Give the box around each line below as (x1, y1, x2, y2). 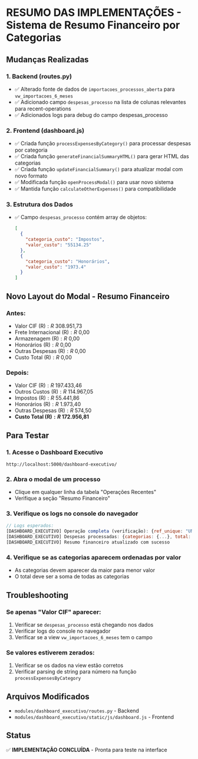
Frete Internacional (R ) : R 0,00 (14, 328, 90, 336)
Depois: (6, 368, 29, 377)
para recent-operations (14, 105, 72, 112)
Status (6, 731, 31, 741)
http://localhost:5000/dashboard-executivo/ (6, 461, 117, 467)
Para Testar (6, 430, 49, 440)
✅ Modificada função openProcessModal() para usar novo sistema (14, 179, 174, 186)
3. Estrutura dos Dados (6, 201, 74, 209)
